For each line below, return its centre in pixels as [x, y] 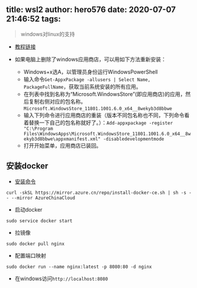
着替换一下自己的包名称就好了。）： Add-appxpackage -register [98, 122]
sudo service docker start [39, 221]
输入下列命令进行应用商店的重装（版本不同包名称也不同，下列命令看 [106, 115]
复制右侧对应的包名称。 [57, 101]
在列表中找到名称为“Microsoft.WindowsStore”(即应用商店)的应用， [104, 94]
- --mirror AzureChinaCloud [41, 198]
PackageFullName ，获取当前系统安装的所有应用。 [82, 87]
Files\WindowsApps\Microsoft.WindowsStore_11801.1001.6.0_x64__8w [107, 134]
